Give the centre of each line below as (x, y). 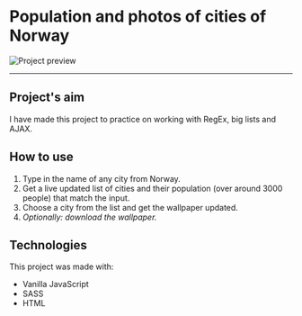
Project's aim (47, 98)
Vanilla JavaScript (56, 284)
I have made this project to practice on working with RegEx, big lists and (143, 119)
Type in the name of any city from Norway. (102, 178)
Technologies (49, 245)
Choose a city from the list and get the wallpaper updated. (130, 207)
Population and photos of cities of (138, 17)
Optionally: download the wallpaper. (89, 217)
